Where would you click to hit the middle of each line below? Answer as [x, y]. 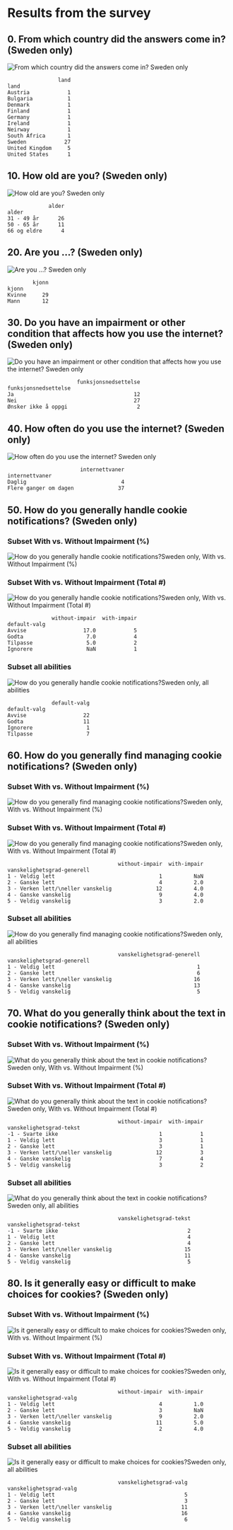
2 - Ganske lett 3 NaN [105, 1410]
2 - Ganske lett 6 [104, 973]
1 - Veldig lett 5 [98, 1495]
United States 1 [39, 154]
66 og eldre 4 [36, 231]
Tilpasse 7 [49, 734]
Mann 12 [28, 301]
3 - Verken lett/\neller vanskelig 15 [99, 1250]
